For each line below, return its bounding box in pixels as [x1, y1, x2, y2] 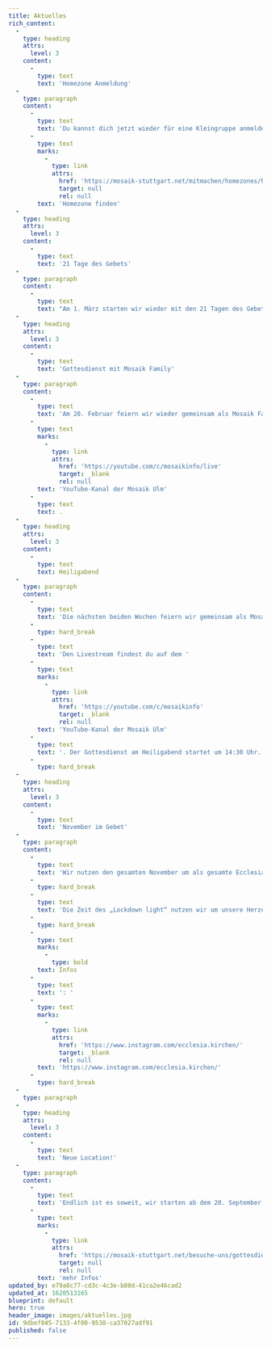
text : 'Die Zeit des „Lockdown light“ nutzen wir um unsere [37, 906, 244, 914]
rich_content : [8, 19, 56, 27]
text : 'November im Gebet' [37, 823, 128, 831]
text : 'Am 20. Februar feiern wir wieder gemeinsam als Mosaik [37, 410, 254, 419]
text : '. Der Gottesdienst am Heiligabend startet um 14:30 [37, 748, 244, 756]
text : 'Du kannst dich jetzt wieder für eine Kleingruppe [37, 124, 236, 133]
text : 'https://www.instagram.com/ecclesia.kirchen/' [37, 1063, 222, 1071]
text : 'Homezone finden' [37, 200, 121, 208]
